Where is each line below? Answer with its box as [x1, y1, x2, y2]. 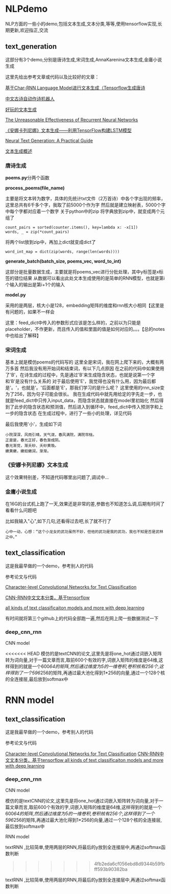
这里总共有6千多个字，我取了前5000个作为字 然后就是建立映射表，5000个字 [5, 202, 166, 208]
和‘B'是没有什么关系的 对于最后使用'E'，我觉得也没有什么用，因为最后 [5, 378, 152, 385]
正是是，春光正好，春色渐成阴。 [5, 438, 63, 443]
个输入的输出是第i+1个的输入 [5, 282, 65, 288]
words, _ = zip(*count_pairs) [5, 229, 70, 235]
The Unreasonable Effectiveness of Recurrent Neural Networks [5, 116, 138, 123]
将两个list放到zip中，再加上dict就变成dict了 [5, 239, 96, 245]
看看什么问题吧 [5, 507, 37, 513]
